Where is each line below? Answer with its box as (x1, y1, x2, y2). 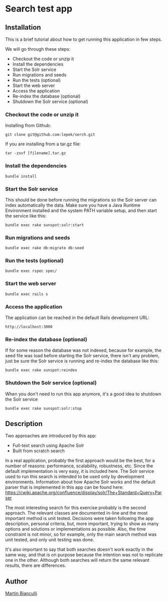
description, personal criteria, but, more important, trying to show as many (5, 521, 159, 527)
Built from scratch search (12, 448, 65, 454)
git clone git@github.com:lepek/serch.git (5, 132, 95, 137)
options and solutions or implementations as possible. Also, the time (5, 526, 146, 532)
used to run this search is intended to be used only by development (5, 473, 144, 480)
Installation (5, 23, 41, 32)
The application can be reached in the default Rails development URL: (5, 315, 149, 321)
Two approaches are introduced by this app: (5, 433, 97, 439)
